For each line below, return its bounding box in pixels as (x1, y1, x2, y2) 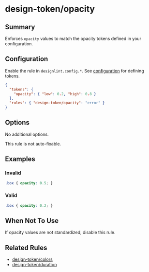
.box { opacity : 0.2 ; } (5, 203, 53, 208)
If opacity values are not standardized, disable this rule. (5, 230, 116, 236)
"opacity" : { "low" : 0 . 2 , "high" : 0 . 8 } (14, 91, 96, 96)
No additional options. (5, 131, 49, 137)
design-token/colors (12, 256, 53, 262)
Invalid (5, 169, 21, 176)
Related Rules (5, 243, 47, 252)
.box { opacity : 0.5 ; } (5, 181, 53, 185)
